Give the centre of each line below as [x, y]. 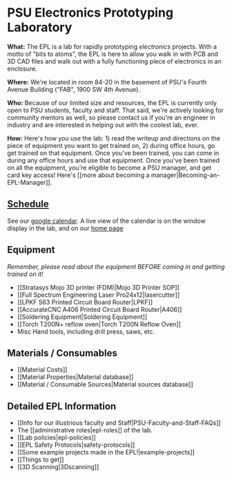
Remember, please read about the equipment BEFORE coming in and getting [116, 266]
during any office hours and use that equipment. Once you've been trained [113, 160]
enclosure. [22, 68]
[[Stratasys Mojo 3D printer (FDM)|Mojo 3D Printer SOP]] [98, 287]
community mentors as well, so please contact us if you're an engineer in [111, 117]
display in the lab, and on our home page [65, 228]
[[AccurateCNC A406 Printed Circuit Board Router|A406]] [99, 309]
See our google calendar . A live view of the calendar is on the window [106, 221]
